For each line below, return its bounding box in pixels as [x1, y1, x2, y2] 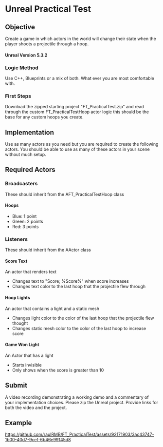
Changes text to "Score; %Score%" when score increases [12, 278, 129, 284]
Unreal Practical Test [5, 3, 91, 15]
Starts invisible [12, 362, 42, 368]
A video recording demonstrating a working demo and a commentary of [5, 394, 149, 400]
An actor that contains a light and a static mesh [5, 306, 100, 311]
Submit [5, 381, 28, 389]
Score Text [5, 258, 28, 264]
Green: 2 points [12, 218, 43, 224]
